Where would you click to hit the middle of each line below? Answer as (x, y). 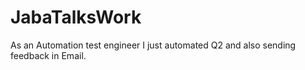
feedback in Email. (48, 55)
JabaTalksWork (76, 17)
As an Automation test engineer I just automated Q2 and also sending (153, 45)
